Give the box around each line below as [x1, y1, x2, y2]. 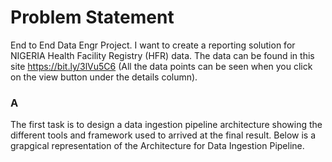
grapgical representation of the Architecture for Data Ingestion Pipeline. [10, 140, 305, 152]
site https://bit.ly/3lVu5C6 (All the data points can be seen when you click [10, 60, 313, 72]
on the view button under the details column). [10, 71, 198, 83]
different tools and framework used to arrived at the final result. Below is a [10, 129, 317, 141]
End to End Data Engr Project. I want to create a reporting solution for [10, 39, 296, 51]
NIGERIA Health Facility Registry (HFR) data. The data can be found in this [10, 49, 315, 61]
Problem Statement [10, 6, 175, 29]
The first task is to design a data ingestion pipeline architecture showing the [10, 119, 323, 131]
